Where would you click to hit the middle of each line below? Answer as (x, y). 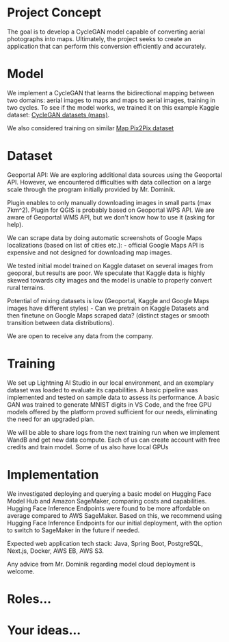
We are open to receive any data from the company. (80, 336)
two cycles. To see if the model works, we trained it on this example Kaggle (113, 107)
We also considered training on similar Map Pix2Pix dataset (91, 128)
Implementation (53, 474)
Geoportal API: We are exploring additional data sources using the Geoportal (115, 175)
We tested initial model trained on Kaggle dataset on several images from (110, 265)
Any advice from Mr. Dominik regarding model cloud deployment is (102, 564)
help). (15, 224)
